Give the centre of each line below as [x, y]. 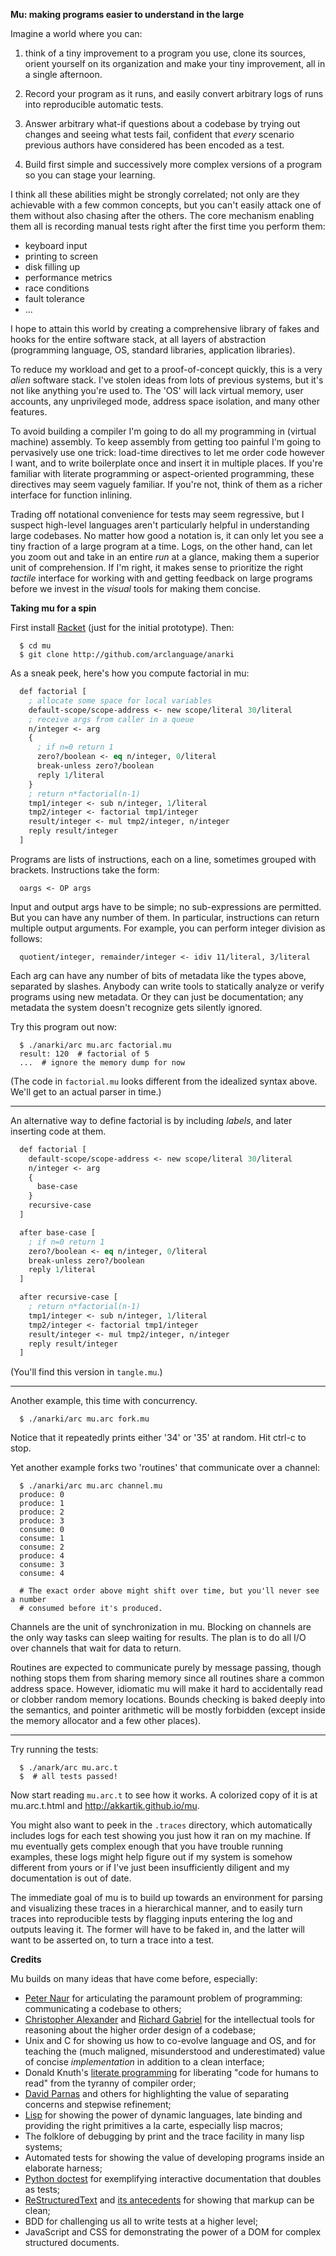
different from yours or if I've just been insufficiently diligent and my [150, 1868]
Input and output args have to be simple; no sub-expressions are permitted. [166, 906]
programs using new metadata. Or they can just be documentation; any [157, 996]
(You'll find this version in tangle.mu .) [86, 1372]
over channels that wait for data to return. [96, 1648]
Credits [26, 1960]
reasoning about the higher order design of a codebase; [140, 2030]
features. [29, 412]
